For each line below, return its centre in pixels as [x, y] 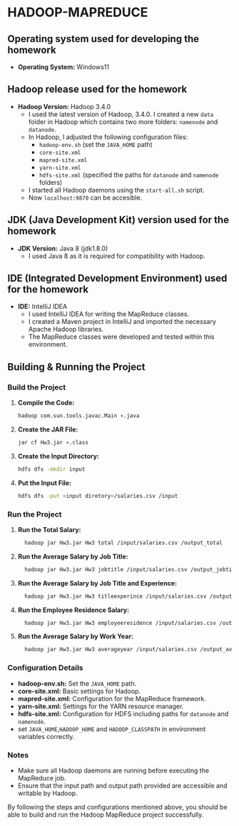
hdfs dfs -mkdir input [51, 469]
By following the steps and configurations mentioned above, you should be [117, 807]
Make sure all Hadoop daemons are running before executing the [113, 770]
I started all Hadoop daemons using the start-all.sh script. [116, 190]
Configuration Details [45, 668]
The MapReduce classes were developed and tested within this [121, 337]
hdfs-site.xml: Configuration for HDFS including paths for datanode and [123, 713]
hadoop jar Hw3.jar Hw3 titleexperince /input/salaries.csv [116, 596]
